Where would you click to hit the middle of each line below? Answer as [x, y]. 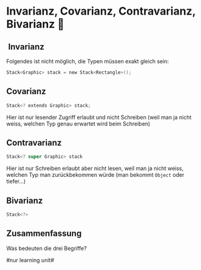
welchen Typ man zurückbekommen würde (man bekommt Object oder [95, 175]
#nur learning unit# [30, 260]
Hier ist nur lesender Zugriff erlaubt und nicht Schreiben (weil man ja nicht [99, 117]
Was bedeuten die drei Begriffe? [46, 248]
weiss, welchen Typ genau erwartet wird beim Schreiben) [78, 124]
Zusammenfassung [44, 234]
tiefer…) [16, 182]
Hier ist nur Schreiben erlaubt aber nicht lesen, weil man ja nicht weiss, [95, 168]
